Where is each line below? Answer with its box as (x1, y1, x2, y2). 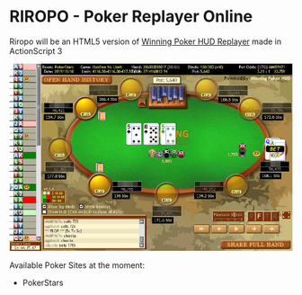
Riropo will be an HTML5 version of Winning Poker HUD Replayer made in (9, 36, 282, 47)
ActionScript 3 (9, 45, 63, 56)
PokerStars (22, 277, 65, 288)
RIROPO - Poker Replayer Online (9, 6, 253, 27)
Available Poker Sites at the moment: (9, 259, 146, 271)
